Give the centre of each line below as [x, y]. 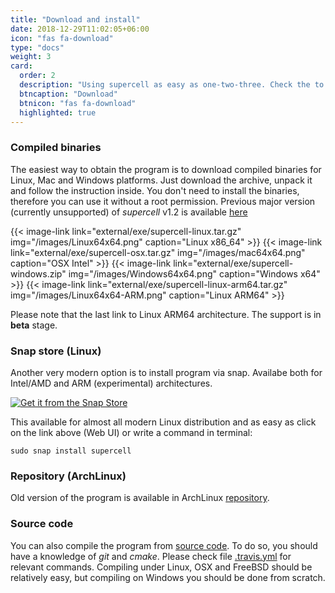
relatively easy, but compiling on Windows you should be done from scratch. [168, 577]
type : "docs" [37, 47]
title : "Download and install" [75, 19]
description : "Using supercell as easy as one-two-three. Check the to [172, 85]
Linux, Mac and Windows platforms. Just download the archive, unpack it [161, 180]
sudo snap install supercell [71, 451]
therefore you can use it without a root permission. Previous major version [163, 201]
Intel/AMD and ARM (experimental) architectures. [111, 383]
